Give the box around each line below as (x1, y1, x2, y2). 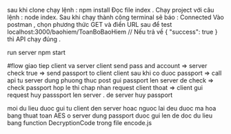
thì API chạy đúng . (7, 35, 61, 43)
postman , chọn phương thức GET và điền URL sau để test (7, 21, 172, 28)
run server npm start (7, 48, 66, 56)
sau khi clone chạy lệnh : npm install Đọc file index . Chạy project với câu (7, 6, 214, 14)
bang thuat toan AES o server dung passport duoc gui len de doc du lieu (7, 111, 212, 120)
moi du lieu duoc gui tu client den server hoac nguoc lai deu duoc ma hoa (7, 104, 217, 112)
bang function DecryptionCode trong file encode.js (7, 119, 152, 126)
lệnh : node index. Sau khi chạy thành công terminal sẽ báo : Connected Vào (7, 13, 224, 21)
